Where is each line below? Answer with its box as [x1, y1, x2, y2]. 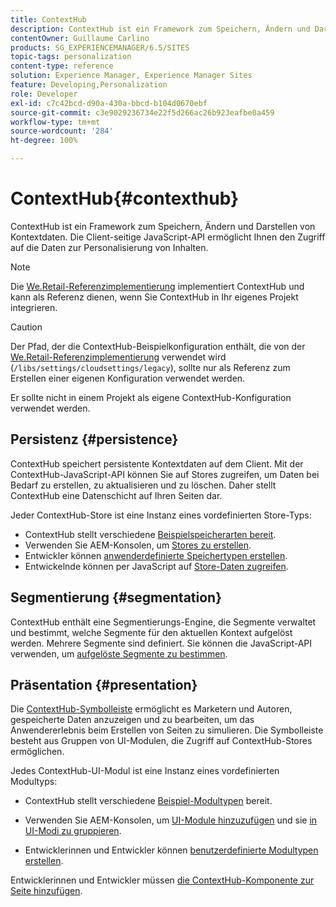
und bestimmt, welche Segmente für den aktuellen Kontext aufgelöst [10, 626, 293, 638]
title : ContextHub [10, 14, 87, 25]
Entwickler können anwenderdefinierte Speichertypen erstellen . [24, 549, 288, 561]
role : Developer [10, 89, 78, 99]
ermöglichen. [10, 746, 65, 758]
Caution [10, 321, 43, 333]
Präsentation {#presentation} [10, 676, 198, 693]
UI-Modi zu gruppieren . [24, 825, 122, 837]
